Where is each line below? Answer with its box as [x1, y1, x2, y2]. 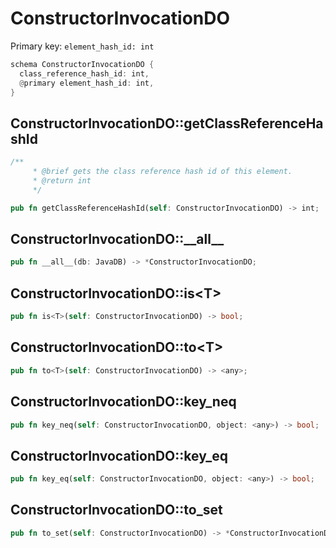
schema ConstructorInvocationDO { [10, 59, 155, 69]
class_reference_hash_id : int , [19, 68, 150, 79]
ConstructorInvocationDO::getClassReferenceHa [10, 115, 324, 132]
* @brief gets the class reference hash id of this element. [32, 167, 293, 177]
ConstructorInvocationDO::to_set [10, 502, 223, 519]
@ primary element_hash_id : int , [19, 78, 155, 88]
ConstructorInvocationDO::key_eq [10, 447, 228, 464]
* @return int [32, 176, 92, 186]
